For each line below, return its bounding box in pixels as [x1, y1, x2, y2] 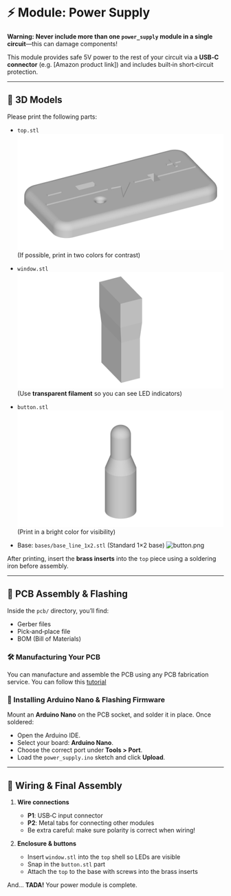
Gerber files [16, 619, 52, 628]
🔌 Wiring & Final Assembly [7, 779, 122, 791]
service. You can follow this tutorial [7, 678, 107, 686]
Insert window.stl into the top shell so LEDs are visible [27, 853, 181, 862]
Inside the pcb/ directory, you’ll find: [7, 606, 109, 615]
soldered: [7, 718, 34, 726]
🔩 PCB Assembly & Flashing [7, 588, 129, 600]
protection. [7, 68, 38, 76]
